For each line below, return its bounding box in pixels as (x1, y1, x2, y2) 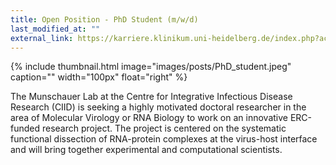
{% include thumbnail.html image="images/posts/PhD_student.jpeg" (10, 61, 292, 73)
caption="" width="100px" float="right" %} (10, 71, 188, 83)
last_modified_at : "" (10, 24, 101, 34)
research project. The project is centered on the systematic (41, 122, 287, 135)
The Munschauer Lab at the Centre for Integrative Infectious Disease (10, 91, 293, 103)
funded (10, 122, 41, 135)
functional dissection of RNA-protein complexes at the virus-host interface (10, 133, 318, 145)
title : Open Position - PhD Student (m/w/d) (10, 14, 199, 25)
